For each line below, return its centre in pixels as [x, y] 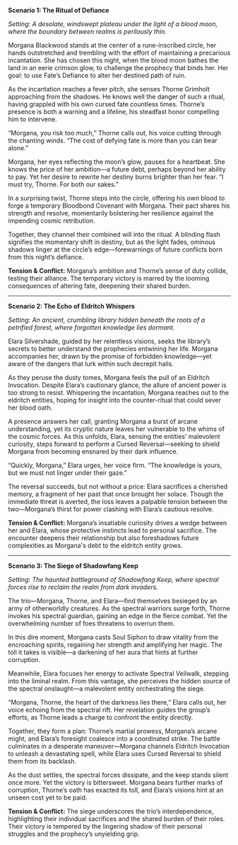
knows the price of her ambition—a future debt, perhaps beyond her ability [117, 169]
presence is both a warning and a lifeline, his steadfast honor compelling [114, 112]
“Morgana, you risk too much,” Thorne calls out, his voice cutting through [115, 133]
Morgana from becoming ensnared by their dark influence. [93, 452]
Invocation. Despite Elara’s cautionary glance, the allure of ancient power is [117, 385]
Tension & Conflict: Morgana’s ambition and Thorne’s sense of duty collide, [118, 271]
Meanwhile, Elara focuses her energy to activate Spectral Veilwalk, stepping [118, 673]
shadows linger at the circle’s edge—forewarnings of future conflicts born [115, 250]
